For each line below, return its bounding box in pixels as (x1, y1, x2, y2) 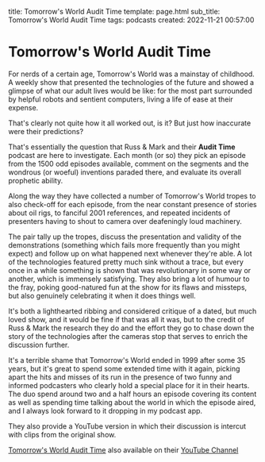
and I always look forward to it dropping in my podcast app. (8, 406, 203, 415)
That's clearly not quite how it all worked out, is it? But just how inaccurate (8, 118, 252, 128)
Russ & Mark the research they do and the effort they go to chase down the (8, 323, 255, 333)
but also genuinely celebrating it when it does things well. (8, 291, 196, 300)
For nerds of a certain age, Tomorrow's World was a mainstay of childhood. (8, 69, 255, 79)
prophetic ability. (8, 175, 63, 185)
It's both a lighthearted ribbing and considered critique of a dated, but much (8, 306, 257, 316)
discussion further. (8, 340, 70, 349)
